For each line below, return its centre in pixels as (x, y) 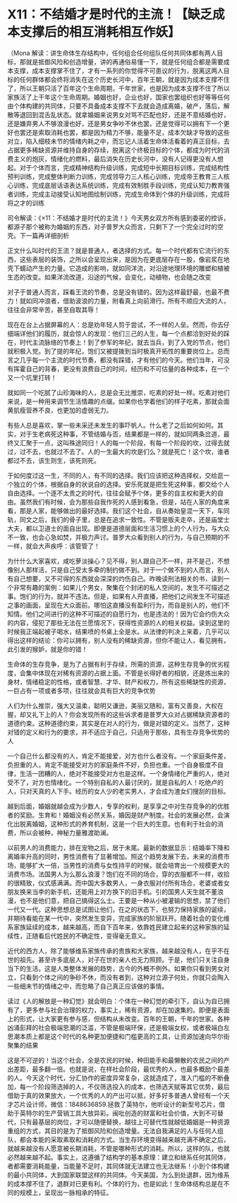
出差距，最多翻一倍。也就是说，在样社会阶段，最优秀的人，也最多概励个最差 (119, 1069)
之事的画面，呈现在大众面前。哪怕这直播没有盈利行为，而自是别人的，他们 (115, 605)
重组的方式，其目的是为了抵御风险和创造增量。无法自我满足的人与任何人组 (115, 1130)
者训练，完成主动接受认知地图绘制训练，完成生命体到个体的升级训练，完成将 (119, 194)
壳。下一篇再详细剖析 (38, 235)
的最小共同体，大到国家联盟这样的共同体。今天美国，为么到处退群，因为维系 (119, 1175)
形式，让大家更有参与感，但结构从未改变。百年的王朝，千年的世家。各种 (124, 1018)
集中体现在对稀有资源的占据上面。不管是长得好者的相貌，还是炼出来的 (128, 673)
